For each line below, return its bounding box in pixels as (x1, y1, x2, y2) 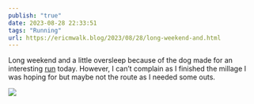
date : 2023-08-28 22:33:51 (8, 19, 97, 27)
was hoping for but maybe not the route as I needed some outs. (8, 72, 216, 82)
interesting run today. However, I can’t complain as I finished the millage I (8, 64, 247, 74)
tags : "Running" (8, 26, 62, 34)
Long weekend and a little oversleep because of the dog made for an (8, 56, 233, 65)
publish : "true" (8, 11, 62, 20)
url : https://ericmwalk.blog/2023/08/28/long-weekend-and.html (8, 33, 222, 42)
